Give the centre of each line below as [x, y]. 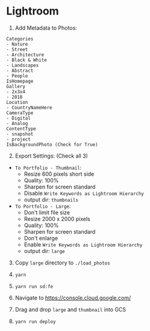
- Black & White [27, 60]
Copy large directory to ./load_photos [62, 262]
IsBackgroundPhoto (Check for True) [52, 144]
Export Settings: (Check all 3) [52, 156]
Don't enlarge [41, 238]
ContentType [21, 129]
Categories [20, 39]
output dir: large [44, 251]
